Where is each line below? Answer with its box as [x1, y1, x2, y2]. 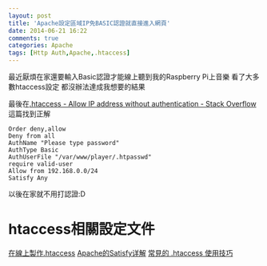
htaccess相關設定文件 [8, 220, 156, 239]
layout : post [8, 11, 52, 20]
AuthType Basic [8, 146, 59, 154]
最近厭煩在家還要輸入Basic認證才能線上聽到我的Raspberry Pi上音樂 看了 [8, 72, 246, 81]
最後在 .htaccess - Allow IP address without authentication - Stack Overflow [8, 99, 257, 108]
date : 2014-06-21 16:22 [8, 26, 88, 34]
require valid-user [8, 160, 74, 168]
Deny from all [8, 132, 56, 140]
